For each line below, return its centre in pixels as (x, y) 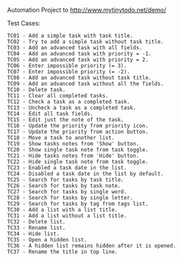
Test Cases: (24, 23)
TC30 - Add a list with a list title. (62, 210)
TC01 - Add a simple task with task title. (70, 36)
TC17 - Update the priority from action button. (78, 132)
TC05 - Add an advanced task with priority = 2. (78, 60)
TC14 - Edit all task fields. (50, 114)
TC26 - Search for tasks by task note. (64, 186)
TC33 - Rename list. (37, 228)
